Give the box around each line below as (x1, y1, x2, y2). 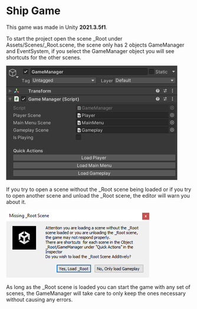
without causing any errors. (6, 296, 73, 303)
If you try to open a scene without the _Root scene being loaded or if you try (6, 186, 192, 193)
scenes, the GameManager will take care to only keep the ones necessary (6, 290, 186, 297)
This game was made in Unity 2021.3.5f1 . (6, 24, 107, 31)
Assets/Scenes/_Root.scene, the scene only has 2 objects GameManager (6, 41, 185, 48)
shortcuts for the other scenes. (6, 54, 81, 61)
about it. (6, 198, 27, 205)
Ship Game (6, 4, 61, 18)
